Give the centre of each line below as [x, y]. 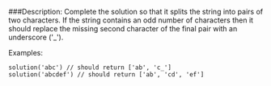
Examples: [25, 53]
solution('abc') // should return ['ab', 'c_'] [90, 68]
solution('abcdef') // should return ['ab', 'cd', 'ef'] [106, 75]
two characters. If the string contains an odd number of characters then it [131, 20]
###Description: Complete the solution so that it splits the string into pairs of [136, 12]
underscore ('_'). [36, 37]
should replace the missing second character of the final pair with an [123, 29]
